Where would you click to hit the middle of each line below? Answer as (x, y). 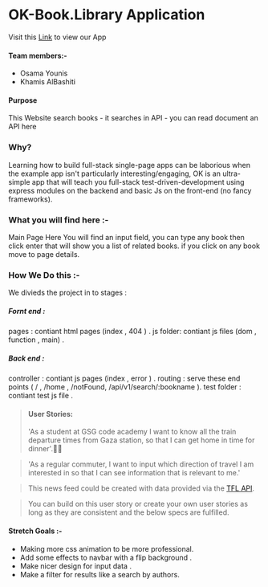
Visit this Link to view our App (57, 37)
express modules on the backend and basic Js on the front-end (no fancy (130, 190)
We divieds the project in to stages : (67, 293)
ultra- (231, 173)
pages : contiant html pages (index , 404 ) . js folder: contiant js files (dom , (132, 332)
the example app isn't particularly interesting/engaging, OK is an (114, 173)
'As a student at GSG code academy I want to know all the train (132, 432)
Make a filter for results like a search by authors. (100, 574)
